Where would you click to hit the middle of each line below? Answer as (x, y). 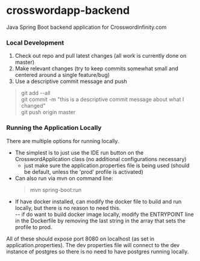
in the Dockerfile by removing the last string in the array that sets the (100, 221)
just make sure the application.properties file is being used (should (107, 165)
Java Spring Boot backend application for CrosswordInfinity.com (86, 27)
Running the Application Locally (54, 128)
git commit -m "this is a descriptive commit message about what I (102, 99)
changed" (33, 106)
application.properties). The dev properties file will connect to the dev (93, 245)
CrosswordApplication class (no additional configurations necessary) (101, 159)
